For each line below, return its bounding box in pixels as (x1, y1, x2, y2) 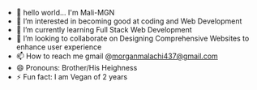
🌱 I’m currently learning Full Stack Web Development (15, 25, 192, 34)
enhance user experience (15, 42, 102, 52)
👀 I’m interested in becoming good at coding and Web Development (15, 16, 242, 26)
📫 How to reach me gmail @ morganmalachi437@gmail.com (15, 51, 219, 61)
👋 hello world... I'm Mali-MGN (15, 8, 115, 17)
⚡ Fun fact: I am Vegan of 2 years (15, 72, 128, 81)
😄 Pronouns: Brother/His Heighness (15, 63, 138, 72)
